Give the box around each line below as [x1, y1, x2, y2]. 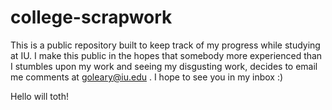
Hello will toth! [10, 90, 69, 102]
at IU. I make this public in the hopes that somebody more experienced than [10, 49, 323, 61]
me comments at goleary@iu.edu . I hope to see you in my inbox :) [10, 71, 284, 83]
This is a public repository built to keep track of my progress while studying [10, 39, 321, 51]
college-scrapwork [10, 6, 173, 29]
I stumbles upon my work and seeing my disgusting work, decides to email [10, 60, 318, 72]
